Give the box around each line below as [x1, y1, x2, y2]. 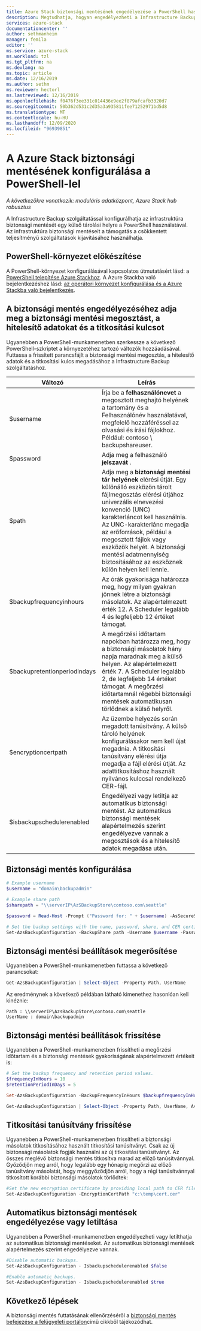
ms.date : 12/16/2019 [6, 76, 58, 82]
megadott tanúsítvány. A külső [101, 722, 187, 730]
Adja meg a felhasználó [101, 450, 167, 459]
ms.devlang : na [6, 64, 44, 71]
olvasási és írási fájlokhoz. [101, 426, 175, 434]
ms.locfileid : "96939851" [6, 126, 71, 132]
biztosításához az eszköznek [101, 558, 183, 566]
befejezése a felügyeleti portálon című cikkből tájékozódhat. [6, 1318, 153, 1326]
